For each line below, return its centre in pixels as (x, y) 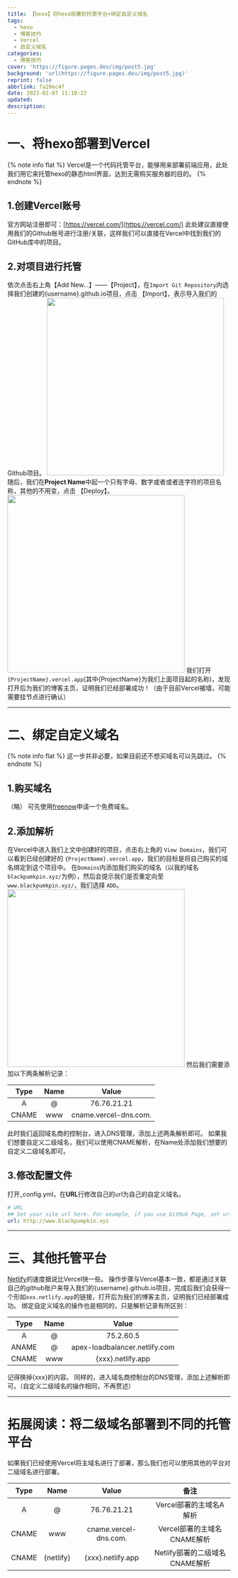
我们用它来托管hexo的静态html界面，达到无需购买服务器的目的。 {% (107, 173)
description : (27, 107)
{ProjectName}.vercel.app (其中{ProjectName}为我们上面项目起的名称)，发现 (119, 679)
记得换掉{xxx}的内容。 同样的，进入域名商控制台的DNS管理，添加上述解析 (116, 1377)
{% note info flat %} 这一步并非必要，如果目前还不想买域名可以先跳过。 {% (117, 756)
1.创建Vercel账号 (44, 206)
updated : (20, 100)
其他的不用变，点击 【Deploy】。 (67, 491)
